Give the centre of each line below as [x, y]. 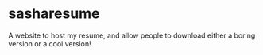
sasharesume [54, 14]
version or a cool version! [50, 43]
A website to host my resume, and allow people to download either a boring [132, 35]
